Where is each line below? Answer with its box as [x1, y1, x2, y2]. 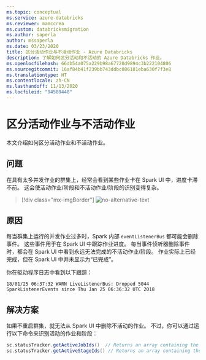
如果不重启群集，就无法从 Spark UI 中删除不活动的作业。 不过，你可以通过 [6, 322, 194, 329]
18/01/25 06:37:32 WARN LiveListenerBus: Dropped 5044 [6, 281, 150, 288]
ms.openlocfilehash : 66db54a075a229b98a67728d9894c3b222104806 [6, 60, 172, 66]
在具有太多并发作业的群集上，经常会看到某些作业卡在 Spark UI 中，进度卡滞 [6, 176, 198, 183]
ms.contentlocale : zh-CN [6, 77, 70, 84]
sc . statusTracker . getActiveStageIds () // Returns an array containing [6, 348, 191, 354]
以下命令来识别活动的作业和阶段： [11, 330, 98, 337]
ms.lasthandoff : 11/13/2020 [6, 84, 78, 90]
